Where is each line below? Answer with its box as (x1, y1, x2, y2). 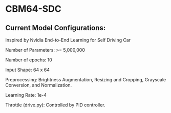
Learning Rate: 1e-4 (5, 92, 47, 98)
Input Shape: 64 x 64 (5, 67, 50, 73)
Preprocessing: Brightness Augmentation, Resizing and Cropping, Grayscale (5, 77, 166, 82)
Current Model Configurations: (5, 24, 106, 32)
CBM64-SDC (5, 3, 61, 15)
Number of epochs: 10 (5, 57, 52, 63)
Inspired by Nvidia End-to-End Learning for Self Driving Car (5, 37, 131, 43)
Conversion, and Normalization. (5, 82, 72, 88)
